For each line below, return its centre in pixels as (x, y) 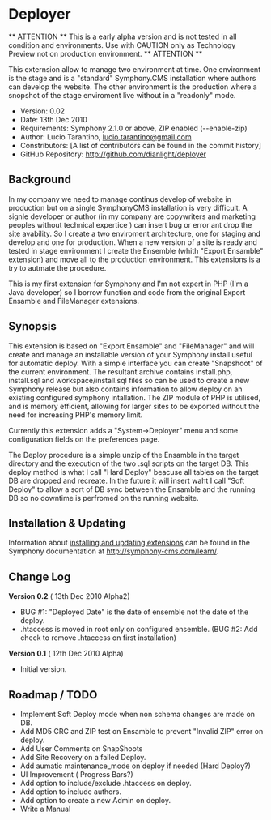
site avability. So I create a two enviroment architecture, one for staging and (135, 233)
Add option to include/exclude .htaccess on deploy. (106, 783)
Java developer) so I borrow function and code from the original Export (127, 292)
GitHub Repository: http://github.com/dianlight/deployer (113, 154)
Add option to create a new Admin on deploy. (95, 800)
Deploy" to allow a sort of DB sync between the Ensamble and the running (132, 489)
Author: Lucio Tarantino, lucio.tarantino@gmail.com (106, 137)
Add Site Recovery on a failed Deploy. (83, 757)
